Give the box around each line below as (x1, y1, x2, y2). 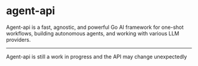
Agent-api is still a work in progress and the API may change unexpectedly (6, 53, 187, 60)
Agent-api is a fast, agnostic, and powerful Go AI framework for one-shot (6, 24, 184, 31)
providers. (6, 36, 31, 43)
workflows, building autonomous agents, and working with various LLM (6, 29, 180, 37)
